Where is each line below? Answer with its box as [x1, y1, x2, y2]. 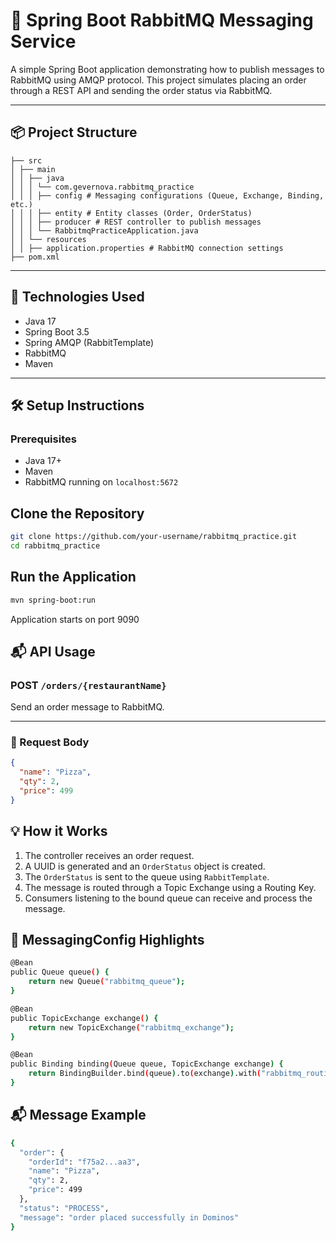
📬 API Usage [10, 643, 96, 660]
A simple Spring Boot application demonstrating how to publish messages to [10, 63, 325, 75]
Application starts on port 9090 [10, 613, 140, 625]
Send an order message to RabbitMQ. [10, 701, 165, 713]
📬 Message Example [10, 1107, 147, 1124]
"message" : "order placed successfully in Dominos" [19, 1212, 240, 1223]
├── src [10, 155, 43, 166]
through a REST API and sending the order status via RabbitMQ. [10, 84, 273, 96]
